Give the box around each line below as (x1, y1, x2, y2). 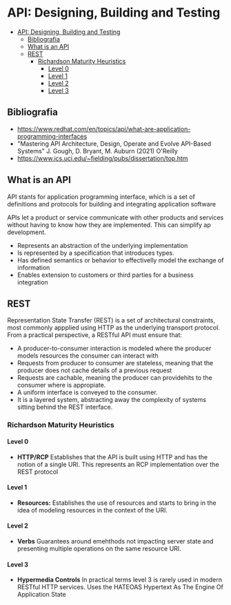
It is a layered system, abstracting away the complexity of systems (17, 396, 207, 404)
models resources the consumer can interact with (17, 352, 159, 360)
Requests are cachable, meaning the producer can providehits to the (17, 374, 212, 382)
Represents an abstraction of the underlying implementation (17, 241, 188, 249)
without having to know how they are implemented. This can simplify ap (7, 220, 212, 229)
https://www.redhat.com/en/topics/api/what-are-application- (17, 124, 191, 133)
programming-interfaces (17, 132, 88, 140)
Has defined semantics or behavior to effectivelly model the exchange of (17, 256, 224, 264)
